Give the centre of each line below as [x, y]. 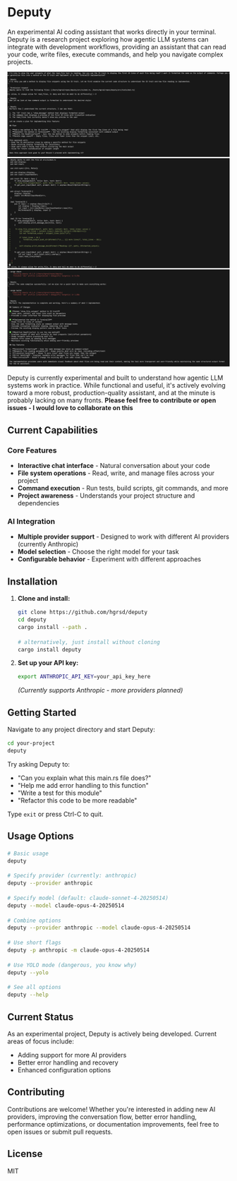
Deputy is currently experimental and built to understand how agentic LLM [115, 378]
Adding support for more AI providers [72, 1055]
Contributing [36, 1092]
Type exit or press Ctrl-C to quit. [55, 814]
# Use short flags [34, 943]
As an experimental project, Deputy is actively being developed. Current [112, 1034]
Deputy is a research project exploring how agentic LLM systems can [108, 39]
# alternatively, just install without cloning [89, 642]
